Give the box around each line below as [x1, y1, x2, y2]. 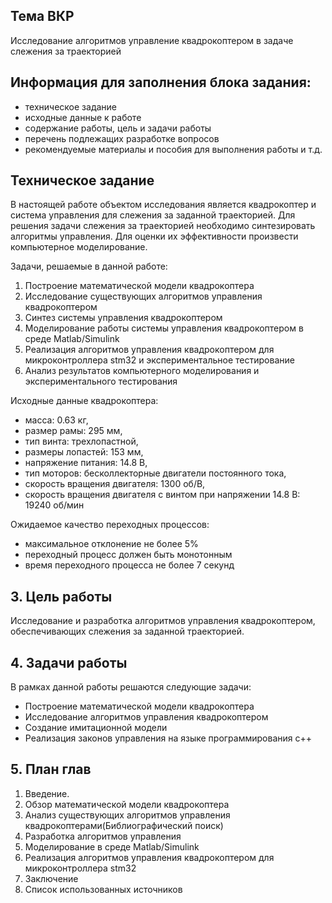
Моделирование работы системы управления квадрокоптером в [24, 322, 304, 334]
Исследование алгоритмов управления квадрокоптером [24, 711, 269, 723]
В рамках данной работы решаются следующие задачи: [10, 681, 252, 693]
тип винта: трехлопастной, [24, 435, 139, 448]
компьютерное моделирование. [10, 241, 148, 253]
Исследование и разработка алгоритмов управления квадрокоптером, [10, 615, 316, 627]
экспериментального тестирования [24, 375, 178, 388]
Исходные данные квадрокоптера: [10, 395, 159, 407]
